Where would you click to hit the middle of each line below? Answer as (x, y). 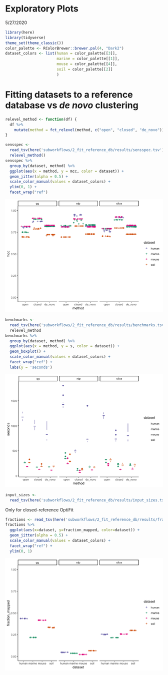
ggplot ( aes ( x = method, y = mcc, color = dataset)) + (67, 171)
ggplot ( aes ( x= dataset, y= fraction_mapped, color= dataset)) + (75, 530)
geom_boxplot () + (28, 352)
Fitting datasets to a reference (69, 95)
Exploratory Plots (42, 9)
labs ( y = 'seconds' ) (31, 367)
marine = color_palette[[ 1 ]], (88, 59)
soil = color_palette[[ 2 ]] (85, 70)
